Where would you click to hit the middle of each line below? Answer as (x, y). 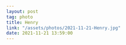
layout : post (22, 11)
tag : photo (20, 17)
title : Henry (22, 22)
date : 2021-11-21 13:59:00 (40, 33)
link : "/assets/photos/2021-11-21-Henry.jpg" (63, 28)
